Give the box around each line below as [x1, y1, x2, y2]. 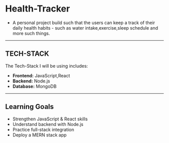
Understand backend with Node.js [12, 121, 84, 127]
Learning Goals [5, 102, 54, 111]
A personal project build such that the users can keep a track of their [12, 20, 155, 26]
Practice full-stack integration [12, 126, 74, 132]
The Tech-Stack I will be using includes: [5, 63, 88, 69]
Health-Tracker [5, 3, 70, 15]
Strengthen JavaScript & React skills [12, 116, 88, 122]
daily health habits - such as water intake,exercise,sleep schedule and [12, 25, 158, 31]
